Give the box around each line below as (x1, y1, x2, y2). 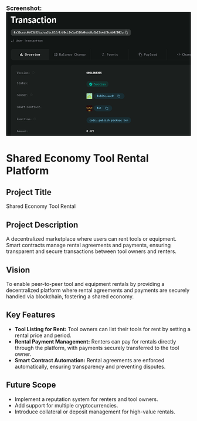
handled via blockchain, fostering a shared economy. (6, 292, 134, 300)
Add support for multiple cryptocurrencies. (14, 402, 118, 409)
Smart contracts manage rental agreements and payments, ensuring (6, 242, 171, 249)
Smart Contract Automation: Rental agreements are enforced (14, 356, 165, 363)
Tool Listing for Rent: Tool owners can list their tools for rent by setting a (14, 325, 191, 332)
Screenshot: (6, 4, 42, 12)
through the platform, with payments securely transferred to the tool (14, 344, 179, 351)
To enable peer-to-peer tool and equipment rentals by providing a (6, 280, 165, 287)
